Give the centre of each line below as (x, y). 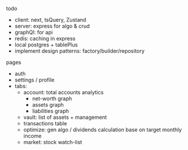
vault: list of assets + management (65, 117)
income (33, 136)
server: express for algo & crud (52, 26)
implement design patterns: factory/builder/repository (80, 51)
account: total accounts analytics (63, 92)
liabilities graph (51, 111)
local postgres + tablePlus (46, 45)
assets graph (48, 105)
